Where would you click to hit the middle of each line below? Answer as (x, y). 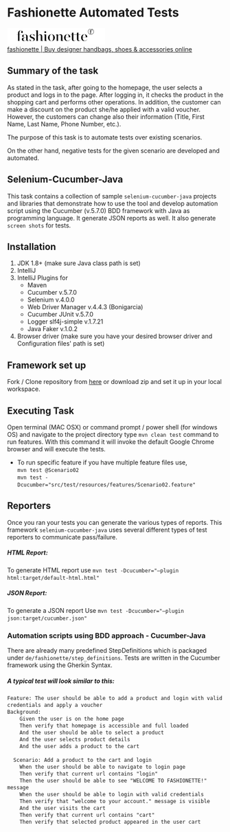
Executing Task (41, 411)
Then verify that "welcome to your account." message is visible (115, 802)
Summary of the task (53, 71)
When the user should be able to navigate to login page (103, 767)
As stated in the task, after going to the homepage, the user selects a (105, 87)
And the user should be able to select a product (92, 733)
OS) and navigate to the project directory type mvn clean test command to (113, 435)
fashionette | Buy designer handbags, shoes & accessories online (100, 49)
